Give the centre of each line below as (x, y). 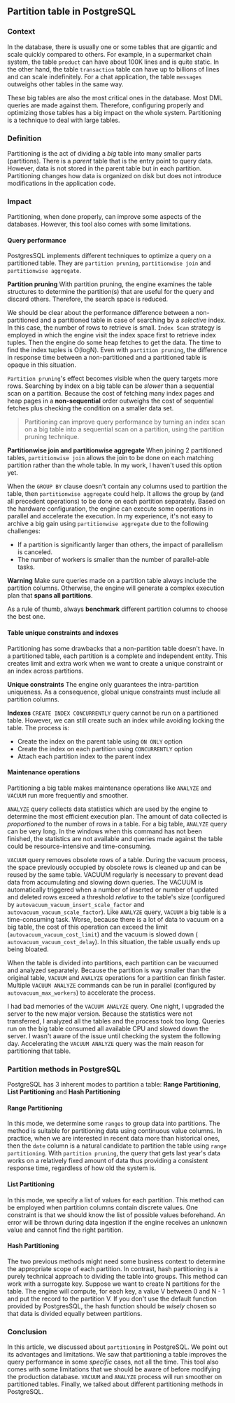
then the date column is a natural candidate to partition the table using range (117, 1146)
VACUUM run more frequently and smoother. (68, 795)
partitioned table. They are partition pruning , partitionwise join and (109, 263)
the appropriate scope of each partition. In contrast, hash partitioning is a (113, 1268)
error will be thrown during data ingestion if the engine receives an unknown (117, 1222)
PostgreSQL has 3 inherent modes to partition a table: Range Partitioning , (114, 1085)
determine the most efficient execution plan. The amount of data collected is (117, 816)
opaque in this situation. (42, 365)
